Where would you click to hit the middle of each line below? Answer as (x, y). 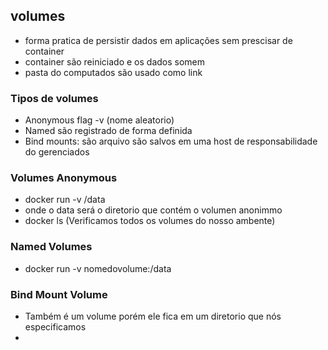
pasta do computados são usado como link (113, 72)
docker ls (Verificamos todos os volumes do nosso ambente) (150, 221)
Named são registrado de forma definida (108, 131)
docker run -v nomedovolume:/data (98, 268)
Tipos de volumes (54, 98)
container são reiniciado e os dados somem (115, 61)
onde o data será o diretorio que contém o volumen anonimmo (153, 210)
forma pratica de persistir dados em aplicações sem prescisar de (158, 40)
